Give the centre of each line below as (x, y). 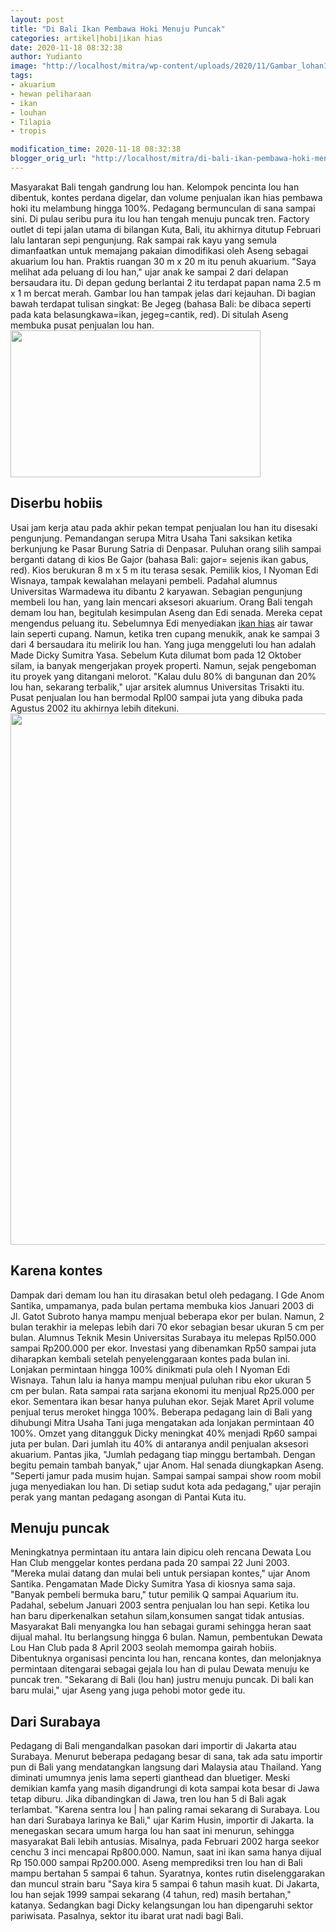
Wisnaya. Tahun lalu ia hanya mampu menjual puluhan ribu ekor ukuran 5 (161, 1380)
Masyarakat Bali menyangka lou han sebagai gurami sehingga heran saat (161, 1627)
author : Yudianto (46, 57)
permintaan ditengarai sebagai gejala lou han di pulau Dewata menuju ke (160, 1669)
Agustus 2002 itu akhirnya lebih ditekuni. (95, 708)
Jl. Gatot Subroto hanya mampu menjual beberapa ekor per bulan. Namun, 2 (167, 1316)
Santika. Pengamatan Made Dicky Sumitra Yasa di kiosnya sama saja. (153, 1584)
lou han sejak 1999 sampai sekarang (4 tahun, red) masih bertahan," (151, 1895)
